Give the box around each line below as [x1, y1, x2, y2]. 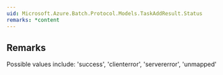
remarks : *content [6, 17, 60, 23]
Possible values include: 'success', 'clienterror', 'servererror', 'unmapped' [6, 60, 217, 69]
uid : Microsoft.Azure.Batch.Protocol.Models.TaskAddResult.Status [6, 10, 203, 17]
